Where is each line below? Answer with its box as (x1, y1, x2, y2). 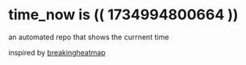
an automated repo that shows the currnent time (8, 32, 169, 42)
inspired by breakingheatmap (8, 47, 106, 57)
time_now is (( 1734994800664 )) (8, 6, 239, 24)
